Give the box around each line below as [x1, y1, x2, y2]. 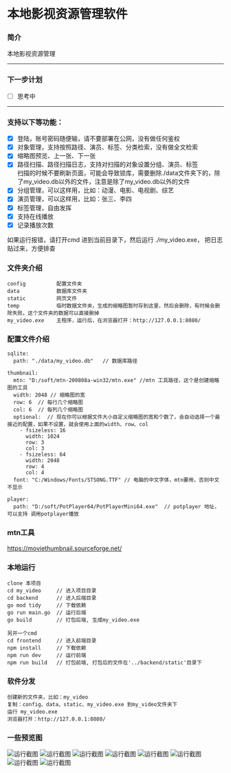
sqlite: [7, 350, 30, 357]
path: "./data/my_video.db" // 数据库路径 [13, 358, 137, 365]
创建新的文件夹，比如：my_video [7, 694, 89, 701]
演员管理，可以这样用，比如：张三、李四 [16, 194, 132, 203]
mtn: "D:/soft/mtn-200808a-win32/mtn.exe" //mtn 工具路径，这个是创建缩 [13, 377, 214, 384]
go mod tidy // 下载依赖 [7, 601, 87, 609]
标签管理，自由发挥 [16, 203, 72, 212]
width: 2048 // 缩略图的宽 [13, 392, 86, 399]
